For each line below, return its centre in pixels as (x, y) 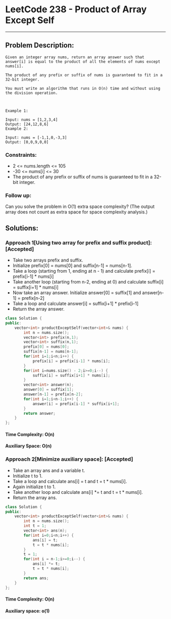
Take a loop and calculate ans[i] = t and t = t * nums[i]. (70, 481)
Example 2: (17, 129)
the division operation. (32, 93)
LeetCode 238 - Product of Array (76, 9)
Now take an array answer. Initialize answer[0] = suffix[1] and (77, 293)
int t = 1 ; (35, 526)
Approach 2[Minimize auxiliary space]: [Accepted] (69, 459)
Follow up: (18, 195)
